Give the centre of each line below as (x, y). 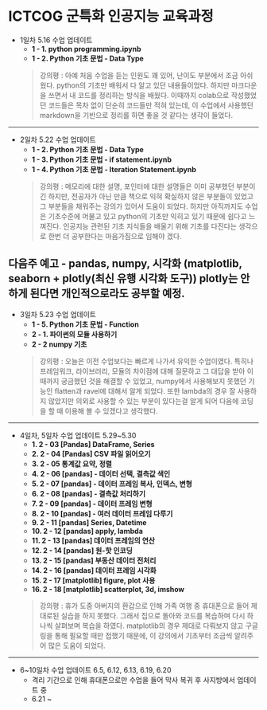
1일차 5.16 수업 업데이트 (56, 40)
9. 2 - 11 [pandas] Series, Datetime (89, 522)
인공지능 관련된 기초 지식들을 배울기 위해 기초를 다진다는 (150, 226)
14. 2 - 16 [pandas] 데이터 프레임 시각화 (94, 570)
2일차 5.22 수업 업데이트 (58, 139)
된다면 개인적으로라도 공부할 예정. (107, 294)
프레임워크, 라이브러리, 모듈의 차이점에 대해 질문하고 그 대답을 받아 (142, 371)
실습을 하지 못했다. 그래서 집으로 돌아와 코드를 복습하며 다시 (153, 615)
